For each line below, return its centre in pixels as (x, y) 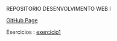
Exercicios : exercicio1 (34, 32)
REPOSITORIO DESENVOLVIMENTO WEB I (59, 9)
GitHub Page (22, 20)
